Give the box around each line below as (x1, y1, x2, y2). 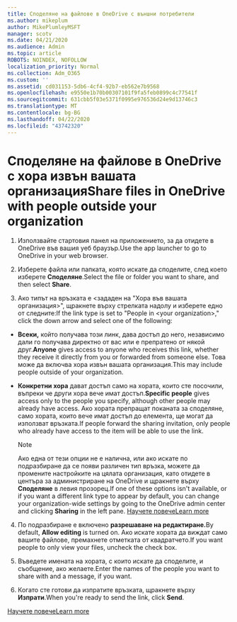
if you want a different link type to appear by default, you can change (17, 492, 219, 500)
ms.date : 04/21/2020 (7, 37, 69, 44)
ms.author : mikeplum (7, 17, 69, 24)
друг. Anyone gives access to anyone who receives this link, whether (17, 345, 219, 354)
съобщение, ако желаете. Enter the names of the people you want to (17, 565, 220, 573)
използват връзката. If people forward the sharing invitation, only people (17, 419, 231, 428)
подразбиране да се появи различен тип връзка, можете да (17, 462, 200, 470)
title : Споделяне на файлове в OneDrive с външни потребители (7, 10, 195, 18)
